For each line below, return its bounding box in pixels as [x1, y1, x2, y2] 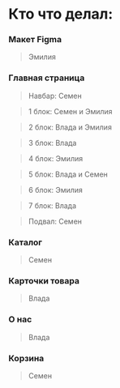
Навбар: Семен [28, 91, 83, 100]
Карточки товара [8, 275, 79, 286]
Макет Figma [8, 34, 62, 45]
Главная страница [8, 72, 85, 83]
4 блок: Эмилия [28, 153, 84, 163]
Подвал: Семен [28, 216, 83, 226]
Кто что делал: [8, 5, 114, 23]
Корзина [8, 352, 45, 364]
